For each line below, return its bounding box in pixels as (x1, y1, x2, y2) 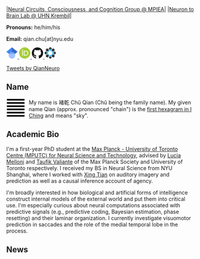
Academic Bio (6, 129, 59, 139)
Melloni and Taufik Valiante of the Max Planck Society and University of (6, 158, 183, 165)
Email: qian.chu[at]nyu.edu (6, 35, 74, 42)
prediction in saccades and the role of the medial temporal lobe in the (6, 221, 178, 228)
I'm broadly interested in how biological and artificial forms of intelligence (6, 189, 188, 196)
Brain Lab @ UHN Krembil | (6, 12, 72, 19)
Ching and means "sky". (29, 112, 89, 119)
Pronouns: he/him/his (6, 24, 61, 31)
